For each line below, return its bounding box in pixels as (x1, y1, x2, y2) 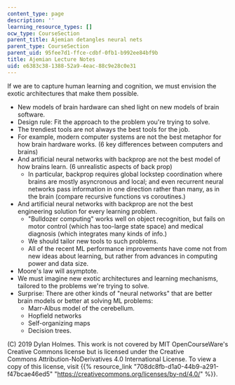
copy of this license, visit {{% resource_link (7, 362, 133, 370)
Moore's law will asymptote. (17, 266, 99, 275)
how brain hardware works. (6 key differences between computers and (17, 140, 223, 148)
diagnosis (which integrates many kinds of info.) (27, 229, 167, 238)
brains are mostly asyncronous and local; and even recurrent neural (27, 177, 224, 186)
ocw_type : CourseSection (7, 29, 80, 37)
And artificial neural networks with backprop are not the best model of (17, 155, 221, 163)
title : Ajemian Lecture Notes (7, 56, 96, 63)
